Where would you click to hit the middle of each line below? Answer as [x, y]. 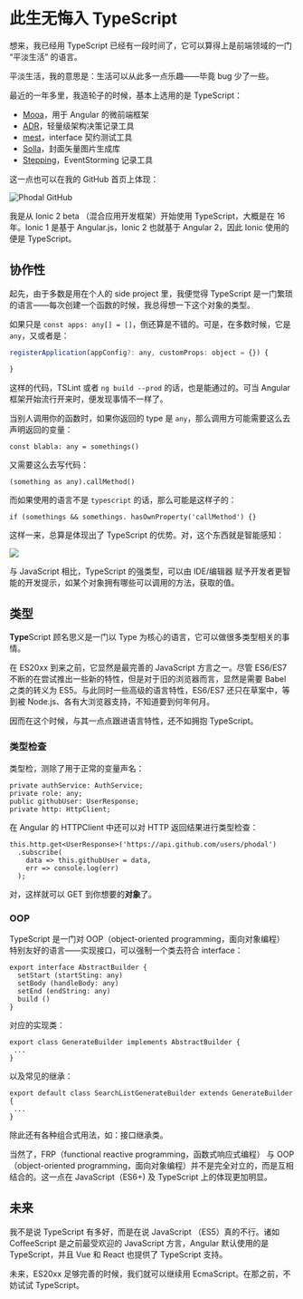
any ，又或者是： [39, 335]
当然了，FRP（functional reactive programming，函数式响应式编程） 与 [142, 1154]
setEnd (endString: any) [64, 991]
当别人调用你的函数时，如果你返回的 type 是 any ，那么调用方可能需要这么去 [150, 418]
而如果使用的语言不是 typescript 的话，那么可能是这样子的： [123, 499]
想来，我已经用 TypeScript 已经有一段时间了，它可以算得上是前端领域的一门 [151, 45]
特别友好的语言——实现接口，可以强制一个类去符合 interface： [126, 950]
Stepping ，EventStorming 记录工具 [88, 160]
